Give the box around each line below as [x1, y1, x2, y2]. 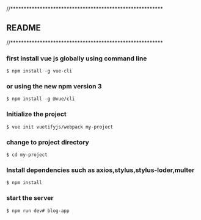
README [6, 23, 41, 33]
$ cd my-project [6, 152, 48, 158]
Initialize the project [6, 110, 67, 118]
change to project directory [6, 138, 90, 146]
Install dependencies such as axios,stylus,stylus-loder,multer [6, 166, 195, 174]
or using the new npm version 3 [6, 82, 102, 91]
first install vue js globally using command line [6, 54, 147, 63]
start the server [6, 194, 54, 202]
